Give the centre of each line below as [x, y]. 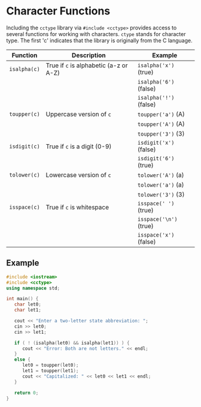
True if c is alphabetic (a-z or [87, 65]
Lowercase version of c [79, 175]
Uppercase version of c [79, 114]
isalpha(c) [25, 69]
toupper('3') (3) [161, 133]
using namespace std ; [33, 288]
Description [89, 55]
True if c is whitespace [77, 207]
